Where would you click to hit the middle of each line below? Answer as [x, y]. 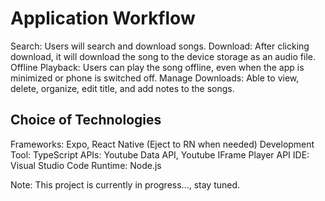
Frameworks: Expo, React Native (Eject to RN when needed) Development [162, 144]
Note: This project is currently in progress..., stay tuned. [125, 184]
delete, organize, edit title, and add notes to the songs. [122, 88]
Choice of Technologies [86, 120]
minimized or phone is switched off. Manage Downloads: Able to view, [155, 78]
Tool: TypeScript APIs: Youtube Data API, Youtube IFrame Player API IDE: [160, 154]
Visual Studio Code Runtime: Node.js [86, 165]
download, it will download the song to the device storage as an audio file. [163, 56]
